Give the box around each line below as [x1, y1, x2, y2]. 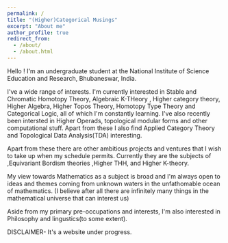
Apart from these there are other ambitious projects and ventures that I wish [7, 144, 222, 153]
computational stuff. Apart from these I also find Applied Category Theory [7, 124, 216, 132]
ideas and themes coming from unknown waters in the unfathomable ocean [7, 179, 220, 188]
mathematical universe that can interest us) [7, 194, 129, 202]
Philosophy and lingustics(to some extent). [7, 214, 128, 222]
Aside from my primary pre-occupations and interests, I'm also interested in [7, 207, 221, 216]
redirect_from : [7, 36, 51, 42]
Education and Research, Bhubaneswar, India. [7, 74, 137, 82]
